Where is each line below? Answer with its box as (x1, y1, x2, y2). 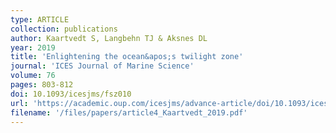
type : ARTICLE (10, 14, 70, 25)
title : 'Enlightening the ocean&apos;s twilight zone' (10, 52, 244, 62)
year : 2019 (10, 42, 56, 53)
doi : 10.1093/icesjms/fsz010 (10, 89, 132, 99)
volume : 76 (10, 71, 56, 81)
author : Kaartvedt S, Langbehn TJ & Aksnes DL (10, 33, 208, 43)
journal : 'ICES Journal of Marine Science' (10, 61, 195, 71)
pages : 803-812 (10, 80, 74, 90)
